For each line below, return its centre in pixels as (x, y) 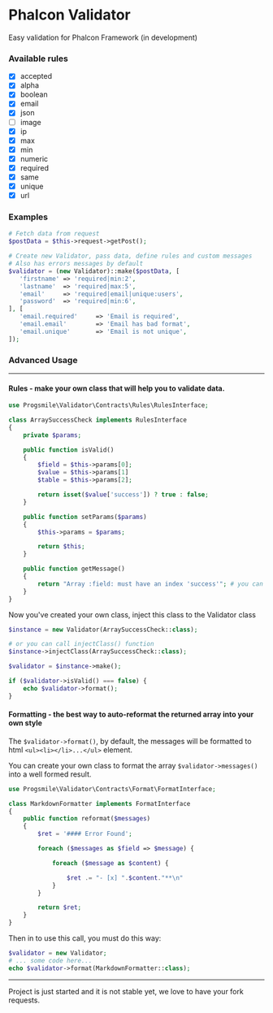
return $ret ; (60, 907)
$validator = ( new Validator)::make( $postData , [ (94, 271)
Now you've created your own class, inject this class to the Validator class (132, 614)
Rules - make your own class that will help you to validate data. (117, 388)
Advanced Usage (43, 360)
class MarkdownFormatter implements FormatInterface (100, 803)
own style (26, 723)
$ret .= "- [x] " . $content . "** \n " (125, 878)
